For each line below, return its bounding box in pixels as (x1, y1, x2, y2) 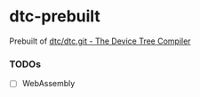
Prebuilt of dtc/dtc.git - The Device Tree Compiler (9, 36, 191, 46)
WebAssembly (21, 78, 76, 89)
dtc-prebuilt (9, 6, 100, 27)
